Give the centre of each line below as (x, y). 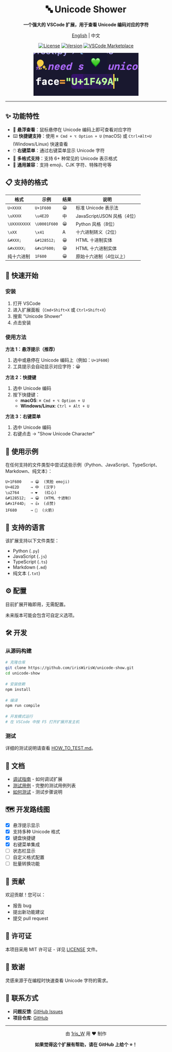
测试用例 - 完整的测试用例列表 (44, 786)
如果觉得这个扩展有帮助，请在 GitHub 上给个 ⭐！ (86, 1044)
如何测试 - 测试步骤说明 (38, 792)
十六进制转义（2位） (98, 232)
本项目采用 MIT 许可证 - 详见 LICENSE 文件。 (53, 949)
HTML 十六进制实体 (96, 248)
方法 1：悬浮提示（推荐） (31, 349)
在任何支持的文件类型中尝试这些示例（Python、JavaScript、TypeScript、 (83, 465)
